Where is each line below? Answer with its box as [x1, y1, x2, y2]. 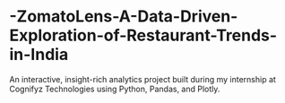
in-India [9, 45, 69, 64]
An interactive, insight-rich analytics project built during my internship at [9, 73, 276, 84]
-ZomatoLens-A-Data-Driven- [9, 6, 238, 27]
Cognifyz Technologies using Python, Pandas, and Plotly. [9, 83, 220, 94]
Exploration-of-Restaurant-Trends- [9, 25, 278, 46]
